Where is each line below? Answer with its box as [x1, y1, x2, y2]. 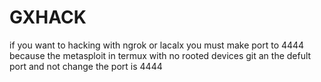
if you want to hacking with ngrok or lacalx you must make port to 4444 [9, 39, 305, 51]
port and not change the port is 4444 [9, 60, 163, 72]
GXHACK [9, 6, 87, 29]
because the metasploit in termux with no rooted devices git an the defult [9, 49, 312, 61]
